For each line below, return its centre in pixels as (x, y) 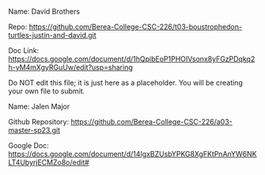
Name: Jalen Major (39, 107)
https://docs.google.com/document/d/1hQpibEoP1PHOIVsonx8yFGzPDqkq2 (132, 59)
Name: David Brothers (44, 11)
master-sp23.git (34, 130)
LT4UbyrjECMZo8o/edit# (49, 162)
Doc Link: (24, 50)
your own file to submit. (47, 91)
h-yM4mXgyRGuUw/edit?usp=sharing (70, 67)
